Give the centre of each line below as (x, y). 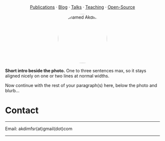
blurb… (12, 91)
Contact (22, 111)
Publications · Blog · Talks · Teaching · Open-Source (82, 7)
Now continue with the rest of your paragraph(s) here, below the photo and (81, 85)
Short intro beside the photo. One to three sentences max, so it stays (76, 70)
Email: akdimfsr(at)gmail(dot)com (39, 128)
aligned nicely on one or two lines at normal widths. (57, 76)
